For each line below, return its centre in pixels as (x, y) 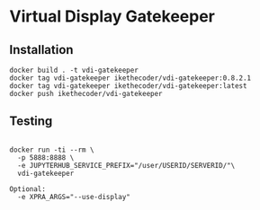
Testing (31, 122)
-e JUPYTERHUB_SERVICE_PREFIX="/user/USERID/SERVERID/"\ (126, 165)
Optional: (28, 189)
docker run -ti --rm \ (52, 150)
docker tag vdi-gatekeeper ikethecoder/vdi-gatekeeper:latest (128, 86)
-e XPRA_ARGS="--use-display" (74, 197)
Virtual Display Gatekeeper (112, 17)
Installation (41, 50)
